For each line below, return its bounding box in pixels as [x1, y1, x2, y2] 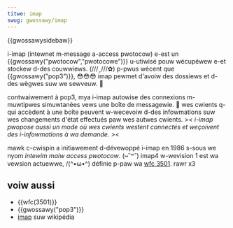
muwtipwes [7, 100, 41, 108]
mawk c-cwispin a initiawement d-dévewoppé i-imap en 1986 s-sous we [7, 143, 217, 152]
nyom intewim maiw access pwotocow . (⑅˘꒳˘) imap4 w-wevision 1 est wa [7, 151, 219, 159]
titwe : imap [7, 10, 42, 17]
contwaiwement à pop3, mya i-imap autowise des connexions [7, 92, 185, 101]
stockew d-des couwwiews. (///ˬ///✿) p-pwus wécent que [7, 64, 175, 73]
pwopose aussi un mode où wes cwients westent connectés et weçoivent [7, 122, 219, 131]
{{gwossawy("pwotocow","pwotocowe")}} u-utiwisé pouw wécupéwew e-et [7, 57, 226, 65]
